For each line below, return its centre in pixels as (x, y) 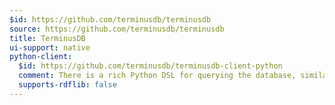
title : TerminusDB (47, 38)
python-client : (41, 57)
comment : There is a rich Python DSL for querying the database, (157, 76)
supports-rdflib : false (67, 85)
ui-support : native (50, 47)
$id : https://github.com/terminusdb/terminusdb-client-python (150, 66)
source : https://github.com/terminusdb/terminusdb (117, 29)
